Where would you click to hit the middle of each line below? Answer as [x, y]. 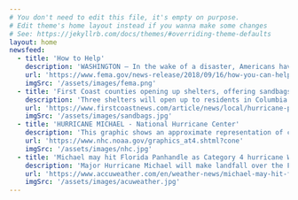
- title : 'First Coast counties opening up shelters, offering [136, 91]
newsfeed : [27, 50]
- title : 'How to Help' [61, 58]
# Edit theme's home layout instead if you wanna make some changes [138, 26]
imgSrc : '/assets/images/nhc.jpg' [89, 149]
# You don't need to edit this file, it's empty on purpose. [125, 17]
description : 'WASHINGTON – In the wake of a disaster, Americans [150, 67]
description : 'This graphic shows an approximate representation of [154, 133]
